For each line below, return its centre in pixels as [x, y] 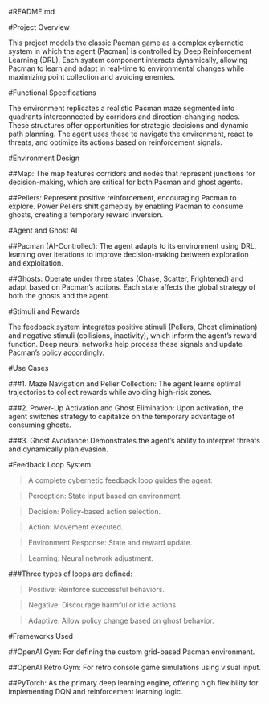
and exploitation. [36, 263]
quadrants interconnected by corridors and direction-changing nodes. [124, 117]
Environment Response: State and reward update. [110, 543]
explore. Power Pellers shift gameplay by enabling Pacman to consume [126, 206]
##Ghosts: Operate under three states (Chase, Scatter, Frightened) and [126, 278]
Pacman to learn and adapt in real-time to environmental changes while [126, 68]
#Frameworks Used [41, 636]
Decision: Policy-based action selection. [94, 511]
